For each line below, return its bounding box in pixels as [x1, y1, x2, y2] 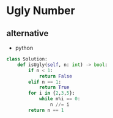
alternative [6, 28, 49, 39]
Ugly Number [6, 4, 75, 18]
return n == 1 [28, 107, 64, 113]
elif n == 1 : [28, 79, 62, 85]
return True [38, 84, 70, 90]
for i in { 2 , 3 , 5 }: [28, 90, 75, 97]
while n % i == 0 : [38, 96, 81, 102]
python [15, 44, 34, 51]
